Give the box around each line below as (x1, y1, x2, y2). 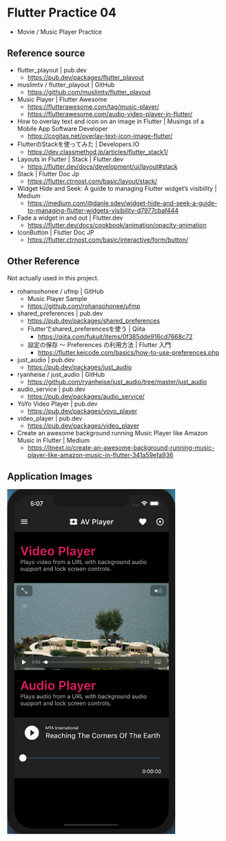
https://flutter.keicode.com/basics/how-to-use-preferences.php (37, 348, 219, 356)
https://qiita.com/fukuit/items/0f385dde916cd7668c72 (37, 332, 193, 340)
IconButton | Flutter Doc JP (17, 228, 94, 236)
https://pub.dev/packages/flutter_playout (27, 73, 145, 81)
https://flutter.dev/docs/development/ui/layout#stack (27, 162, 178, 170)
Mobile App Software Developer (17, 124, 108, 132)
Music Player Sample (27, 294, 88, 302)
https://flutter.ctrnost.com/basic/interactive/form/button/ (27, 236, 189, 244)
